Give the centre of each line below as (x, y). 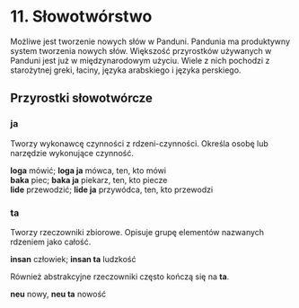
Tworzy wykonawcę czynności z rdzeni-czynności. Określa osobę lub (139, 143)
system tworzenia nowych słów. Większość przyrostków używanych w (141, 50)
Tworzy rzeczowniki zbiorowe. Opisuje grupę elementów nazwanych (137, 232)
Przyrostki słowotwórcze (82, 98)
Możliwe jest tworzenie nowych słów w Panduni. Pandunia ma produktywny (150, 41)
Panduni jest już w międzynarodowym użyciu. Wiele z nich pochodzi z (140, 60)
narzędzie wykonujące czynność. (72, 153)
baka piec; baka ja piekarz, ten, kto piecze (89, 180)
